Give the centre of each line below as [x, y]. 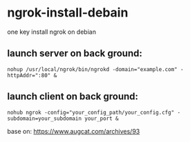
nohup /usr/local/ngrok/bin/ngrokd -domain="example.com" [92, 69]
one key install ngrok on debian [52, 32]
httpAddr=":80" [29, 75]
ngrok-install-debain [68, 13]
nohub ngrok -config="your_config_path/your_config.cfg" [91, 112]
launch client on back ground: [73, 97]
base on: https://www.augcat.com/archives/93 [74, 131]
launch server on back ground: [75, 53]
